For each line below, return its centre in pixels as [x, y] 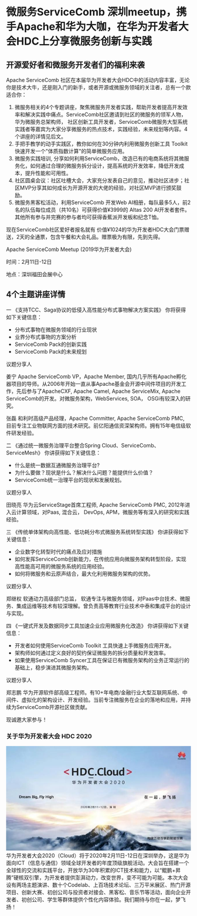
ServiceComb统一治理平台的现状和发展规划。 [69, 480]
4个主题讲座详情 [36, 295]
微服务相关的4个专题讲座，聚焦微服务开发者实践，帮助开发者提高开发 [98, 107]
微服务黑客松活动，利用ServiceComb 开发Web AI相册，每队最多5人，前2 [103, 202]
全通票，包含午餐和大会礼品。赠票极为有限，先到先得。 [96, 237]
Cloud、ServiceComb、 [130, 445]
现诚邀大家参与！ [27, 720]
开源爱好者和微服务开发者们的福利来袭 [75, 65]
